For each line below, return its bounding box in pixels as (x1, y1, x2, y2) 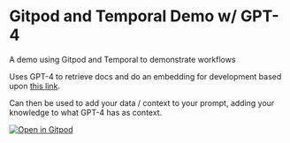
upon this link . (9, 80, 60, 91)
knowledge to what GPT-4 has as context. (9, 107, 163, 117)
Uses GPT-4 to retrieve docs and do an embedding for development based (9, 71, 282, 81)
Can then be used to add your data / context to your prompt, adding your (9, 97, 275, 108)
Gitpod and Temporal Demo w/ (9, 6, 237, 26)
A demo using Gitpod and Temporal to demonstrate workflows (9, 54, 236, 64)
